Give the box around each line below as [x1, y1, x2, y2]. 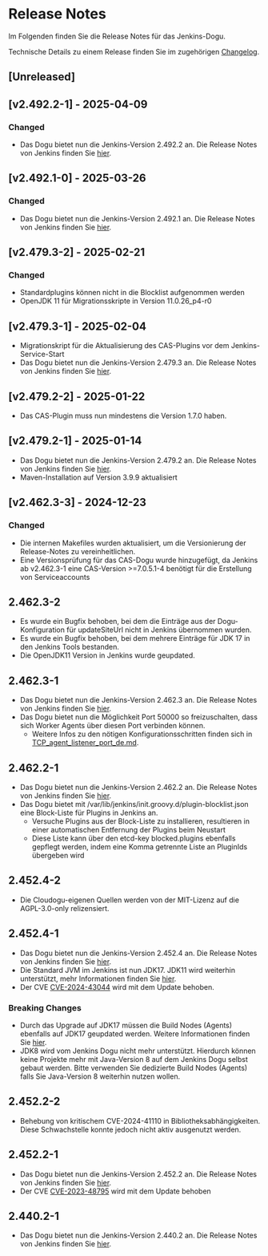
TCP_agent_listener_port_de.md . [31, 738, 139, 748]
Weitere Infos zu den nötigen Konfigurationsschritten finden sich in [31, 729, 253, 739]
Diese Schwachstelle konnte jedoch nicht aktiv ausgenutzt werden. [19, 1124, 242, 1134]
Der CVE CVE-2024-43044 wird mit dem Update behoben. [19, 982, 214, 991]
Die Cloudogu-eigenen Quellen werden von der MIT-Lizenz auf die [19, 895, 240, 905]
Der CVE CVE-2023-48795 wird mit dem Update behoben [19, 1186, 212, 1196]
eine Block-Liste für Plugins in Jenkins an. [19, 808, 158, 817]
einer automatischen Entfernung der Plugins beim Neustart [31, 825, 226, 834]
